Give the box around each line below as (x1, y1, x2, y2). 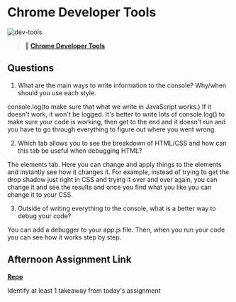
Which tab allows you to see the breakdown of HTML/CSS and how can (17, 139, 227, 147)
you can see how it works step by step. (7, 232, 122, 242)
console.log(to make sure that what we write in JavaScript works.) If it (7, 102, 212, 111)
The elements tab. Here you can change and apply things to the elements (7, 160, 222, 168)
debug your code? (17, 211, 72, 220)
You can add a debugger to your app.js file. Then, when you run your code (7, 225, 225, 234)
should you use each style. (17, 88, 97, 97)
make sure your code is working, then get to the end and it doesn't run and (7, 117, 226, 126)
